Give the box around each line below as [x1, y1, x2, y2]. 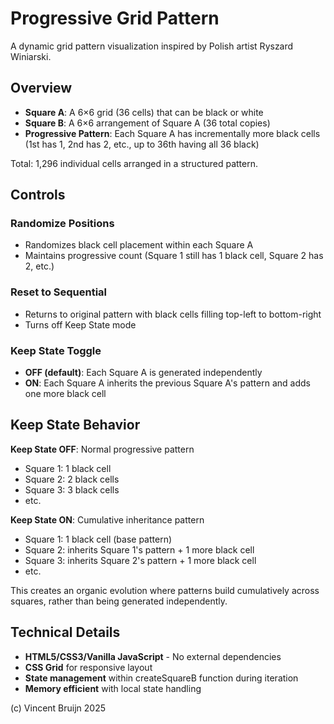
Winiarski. [10, 50, 52, 62]
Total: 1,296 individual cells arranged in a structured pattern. [10, 157, 259, 169]
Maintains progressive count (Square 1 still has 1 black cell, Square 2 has [24, 250, 324, 262]
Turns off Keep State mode [24, 318, 137, 331]
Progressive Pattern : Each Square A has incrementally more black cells [24, 127, 321, 139]
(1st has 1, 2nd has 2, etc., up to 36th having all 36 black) [24, 138, 260, 150]
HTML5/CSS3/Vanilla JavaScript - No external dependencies [24, 650, 282, 662]
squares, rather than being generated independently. [10, 595, 228, 607]
